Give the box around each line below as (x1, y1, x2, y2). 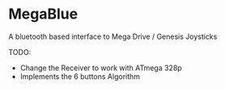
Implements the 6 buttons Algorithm (19, 71, 140, 81)
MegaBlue (8, 5, 79, 23)
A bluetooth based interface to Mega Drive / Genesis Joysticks (8, 32, 218, 41)
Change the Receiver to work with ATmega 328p (19, 62, 182, 73)
